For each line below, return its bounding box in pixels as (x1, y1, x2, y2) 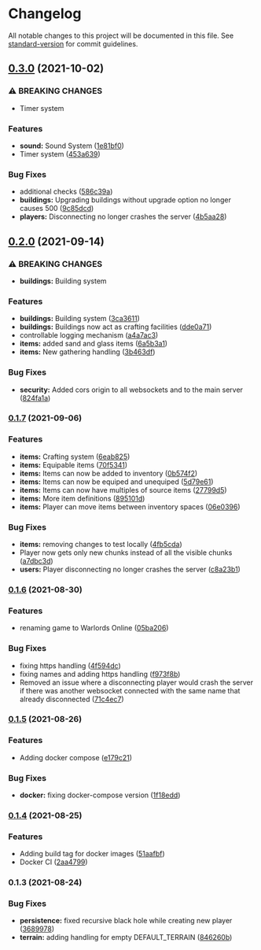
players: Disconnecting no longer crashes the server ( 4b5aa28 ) (19, 212, 227, 221)
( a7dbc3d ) (19, 556, 53, 566)
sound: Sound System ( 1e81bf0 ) (19, 141, 124, 150)
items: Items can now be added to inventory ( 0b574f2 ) (19, 468, 198, 478)
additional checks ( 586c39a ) (19, 187, 113, 197)
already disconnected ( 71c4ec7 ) (19, 694, 124, 704)
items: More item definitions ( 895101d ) (19, 493, 145, 503)
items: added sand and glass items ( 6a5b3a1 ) (19, 339, 167, 349)
